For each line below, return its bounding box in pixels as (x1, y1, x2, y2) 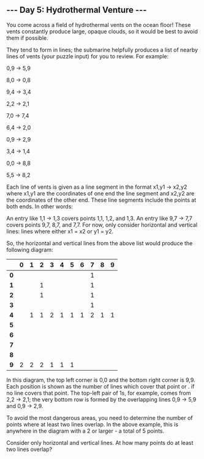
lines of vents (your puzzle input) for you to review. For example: (6, 52, 169, 60)
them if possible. (6, 34, 49, 42)
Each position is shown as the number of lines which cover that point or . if (6, 382, 195, 390)
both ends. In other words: (6, 202, 74, 210)
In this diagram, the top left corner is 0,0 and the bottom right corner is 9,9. (6, 376, 195, 384)
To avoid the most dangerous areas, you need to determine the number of (6, 414, 193, 422)
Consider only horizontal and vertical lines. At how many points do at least (6, 439, 194, 446)
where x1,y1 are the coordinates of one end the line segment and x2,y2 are (6, 189, 195, 197)
